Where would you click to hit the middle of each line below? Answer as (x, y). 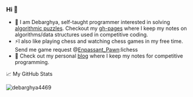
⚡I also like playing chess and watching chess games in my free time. (99, 41)
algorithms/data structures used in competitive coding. (81, 35)
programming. (32, 62)
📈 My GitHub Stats (30, 74)
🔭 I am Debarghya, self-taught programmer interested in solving (92, 22)
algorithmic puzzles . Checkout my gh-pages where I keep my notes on (101, 28)
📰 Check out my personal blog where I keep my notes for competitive (99, 56)
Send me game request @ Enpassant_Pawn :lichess (76, 50)
